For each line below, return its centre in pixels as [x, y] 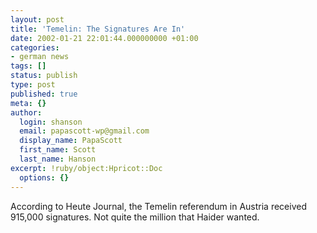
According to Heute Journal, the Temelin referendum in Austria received [158, 206]
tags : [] [28, 66]
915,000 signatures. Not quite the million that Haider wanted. [135, 217]
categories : [35, 47]
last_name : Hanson [58, 159]
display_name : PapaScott [71, 141]
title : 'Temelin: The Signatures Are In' [98, 29]
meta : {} [28, 103]
